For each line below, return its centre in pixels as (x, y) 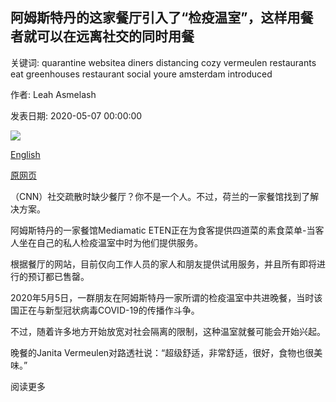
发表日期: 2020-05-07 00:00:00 (76, 115)
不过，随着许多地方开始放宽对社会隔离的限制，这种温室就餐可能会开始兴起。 (168, 331)
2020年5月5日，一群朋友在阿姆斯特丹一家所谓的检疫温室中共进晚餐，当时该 (166, 297)
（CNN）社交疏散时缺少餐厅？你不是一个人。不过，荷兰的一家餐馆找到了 (160, 196)
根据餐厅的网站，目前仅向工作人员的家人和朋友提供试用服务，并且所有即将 (163, 264)
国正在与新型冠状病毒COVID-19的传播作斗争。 (105, 310)
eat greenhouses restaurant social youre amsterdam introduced (141, 74)
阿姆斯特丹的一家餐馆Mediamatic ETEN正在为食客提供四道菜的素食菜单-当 (163, 230)
